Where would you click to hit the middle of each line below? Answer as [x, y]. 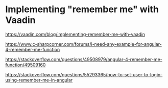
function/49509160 [26, 65]
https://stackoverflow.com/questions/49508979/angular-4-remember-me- [84, 59]
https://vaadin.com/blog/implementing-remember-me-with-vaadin [75, 34]
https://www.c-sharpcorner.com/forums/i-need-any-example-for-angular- [83, 44]
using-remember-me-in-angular [39, 80]
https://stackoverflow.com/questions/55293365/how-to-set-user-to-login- [84, 74]
